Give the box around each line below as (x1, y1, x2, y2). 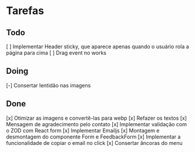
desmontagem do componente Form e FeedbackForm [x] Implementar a (6, 133, 181, 140)
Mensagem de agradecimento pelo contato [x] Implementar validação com (6, 120, 187, 127)
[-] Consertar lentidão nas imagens (6, 82, 91, 89)
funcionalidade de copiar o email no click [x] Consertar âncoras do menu (6, 139, 183, 146)
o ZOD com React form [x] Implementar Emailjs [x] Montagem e (6, 127, 160, 134)
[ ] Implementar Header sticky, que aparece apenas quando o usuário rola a (6, 43, 189, 50)
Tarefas (6, 4, 44, 18)
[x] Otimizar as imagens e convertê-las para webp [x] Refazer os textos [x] (6, 114, 187, 121)
